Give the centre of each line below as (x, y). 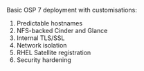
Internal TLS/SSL (40, 38)
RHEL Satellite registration (54, 52)
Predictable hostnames (49, 23)
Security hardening (44, 60)
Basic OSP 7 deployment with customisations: (72, 10)
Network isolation (42, 45)
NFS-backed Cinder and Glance (62, 31)
